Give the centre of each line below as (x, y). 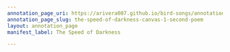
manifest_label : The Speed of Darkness (64, 32)
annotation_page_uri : (38, 13)
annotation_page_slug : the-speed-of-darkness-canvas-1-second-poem (105, 20)
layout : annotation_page (42, 26)
